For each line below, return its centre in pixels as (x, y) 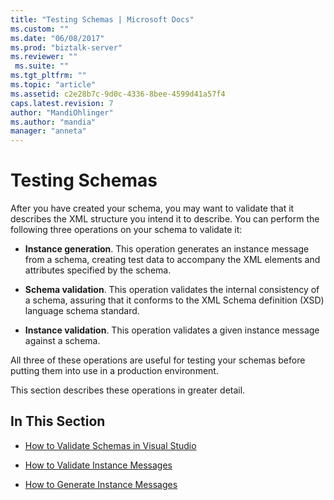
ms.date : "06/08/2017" (57, 38)
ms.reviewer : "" (44, 57)
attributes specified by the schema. (98, 270)
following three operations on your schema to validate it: (126, 230)
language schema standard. (82, 311)
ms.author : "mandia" (53, 122)
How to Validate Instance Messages (98, 465)
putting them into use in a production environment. (114, 371)
